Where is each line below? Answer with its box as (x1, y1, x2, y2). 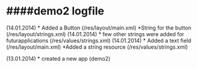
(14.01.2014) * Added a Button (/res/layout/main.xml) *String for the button (6, 24, 192, 31)
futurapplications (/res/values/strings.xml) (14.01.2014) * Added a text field (6, 37, 192, 44)
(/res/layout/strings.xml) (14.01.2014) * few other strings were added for (6, 30, 185, 37)
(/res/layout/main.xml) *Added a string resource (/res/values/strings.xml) (6, 43, 188, 51)
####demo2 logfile (6, 4, 104, 18)
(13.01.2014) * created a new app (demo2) (6, 55, 111, 62)
